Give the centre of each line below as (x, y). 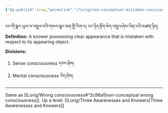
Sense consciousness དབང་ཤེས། (43, 63)
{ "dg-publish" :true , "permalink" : (40, 10)
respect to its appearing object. (37, 42)
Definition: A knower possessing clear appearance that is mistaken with (79, 36)
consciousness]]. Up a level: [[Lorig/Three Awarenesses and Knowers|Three (84, 100)
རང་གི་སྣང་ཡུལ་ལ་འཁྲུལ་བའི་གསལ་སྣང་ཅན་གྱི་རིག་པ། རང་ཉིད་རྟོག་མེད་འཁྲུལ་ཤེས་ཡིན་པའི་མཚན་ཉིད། (82, 26)
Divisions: (16, 51)
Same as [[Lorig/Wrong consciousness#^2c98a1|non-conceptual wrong (79, 95)
